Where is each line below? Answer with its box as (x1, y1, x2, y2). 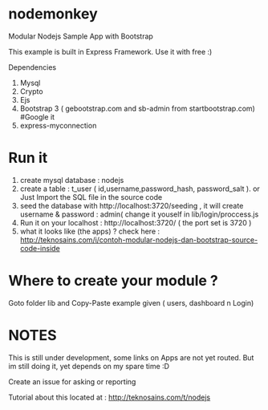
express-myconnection (19, 120, 97, 130)
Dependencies (8, 62, 57, 72)
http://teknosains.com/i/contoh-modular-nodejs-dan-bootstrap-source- (19, 234, 258, 245)
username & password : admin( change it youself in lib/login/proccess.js (19, 209, 259, 219)
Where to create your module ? (8, 272, 219, 290)
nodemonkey (8, 5, 98, 23)
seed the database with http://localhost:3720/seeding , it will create (19, 201, 244, 210)
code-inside (19, 243, 60, 253)
